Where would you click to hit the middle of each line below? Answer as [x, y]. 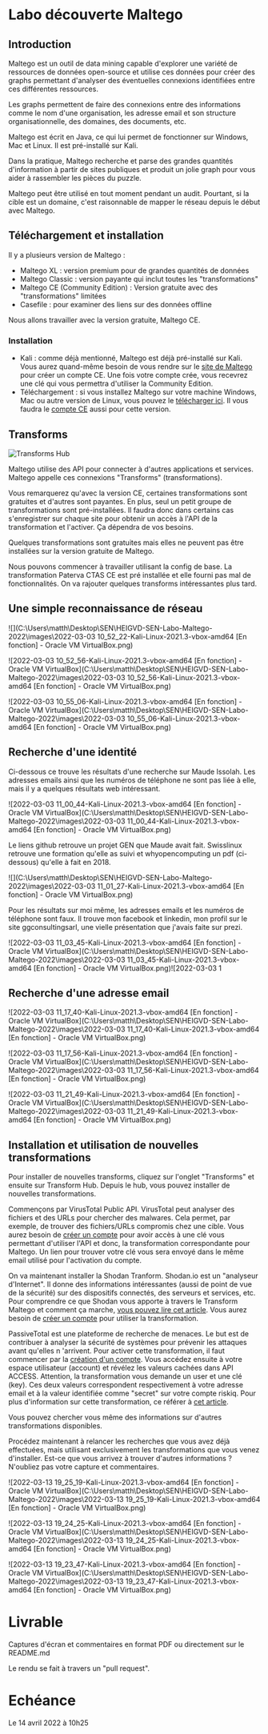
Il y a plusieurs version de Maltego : [67, 254]
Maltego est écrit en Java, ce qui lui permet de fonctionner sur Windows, [128, 137]
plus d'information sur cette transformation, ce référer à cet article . [119, 1402]
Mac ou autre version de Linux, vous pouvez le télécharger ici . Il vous [134, 401]
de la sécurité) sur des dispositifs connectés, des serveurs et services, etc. [132, 1293]
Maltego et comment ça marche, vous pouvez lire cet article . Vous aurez [128, 1310]
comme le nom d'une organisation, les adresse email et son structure [122, 113]
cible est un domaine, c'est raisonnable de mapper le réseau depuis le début [134, 202]
